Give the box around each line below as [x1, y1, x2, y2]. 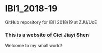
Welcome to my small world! [5, 43, 62, 49]
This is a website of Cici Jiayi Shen [5, 31, 89, 38]
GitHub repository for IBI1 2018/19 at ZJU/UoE [5, 19, 97, 25]
